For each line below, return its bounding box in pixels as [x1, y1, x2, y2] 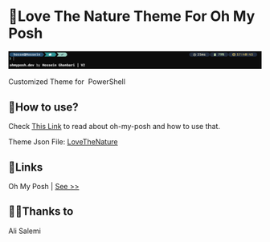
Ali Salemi [8, 226, 42, 236]
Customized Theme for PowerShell [8, 77, 126, 87]
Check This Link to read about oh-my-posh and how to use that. [8, 122, 221, 131]
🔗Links [8, 160, 43, 174]
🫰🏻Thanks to [8, 204, 74, 219]
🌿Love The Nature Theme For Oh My [8, 7, 256, 26]
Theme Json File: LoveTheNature [8, 137, 118, 147]
